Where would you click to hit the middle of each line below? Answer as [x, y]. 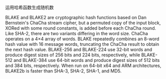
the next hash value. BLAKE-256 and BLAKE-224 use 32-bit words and [79, 50]
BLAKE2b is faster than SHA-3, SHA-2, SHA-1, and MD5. [63, 71]
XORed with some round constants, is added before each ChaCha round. [81, 28]
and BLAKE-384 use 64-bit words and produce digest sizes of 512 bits [87, 60]
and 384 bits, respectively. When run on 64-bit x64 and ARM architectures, [83, 65]
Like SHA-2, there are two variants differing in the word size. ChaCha [77, 33]
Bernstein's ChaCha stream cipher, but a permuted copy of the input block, [83, 23]
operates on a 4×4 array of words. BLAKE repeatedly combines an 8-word [82, 39]
